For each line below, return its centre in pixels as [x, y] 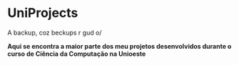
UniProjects [43, 13]
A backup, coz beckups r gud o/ [55, 32]
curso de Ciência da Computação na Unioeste [77, 54]
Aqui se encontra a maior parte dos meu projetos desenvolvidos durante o [119, 46]
